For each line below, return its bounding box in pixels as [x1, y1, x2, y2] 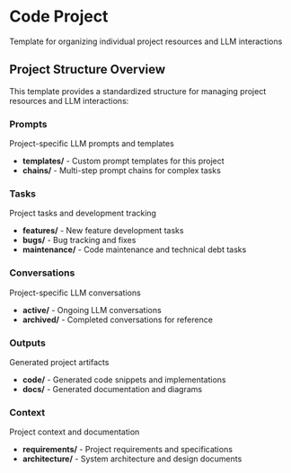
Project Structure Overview [9, 62, 166, 77]
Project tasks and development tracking [9, 208, 157, 219]
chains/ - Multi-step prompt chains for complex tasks [22, 165, 222, 176]
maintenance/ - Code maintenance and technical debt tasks [22, 244, 247, 255]
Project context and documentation [9, 426, 140, 437]
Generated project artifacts [9, 356, 110, 367]
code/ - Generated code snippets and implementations [22, 374, 226, 385]
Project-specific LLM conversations [9, 287, 141, 298]
